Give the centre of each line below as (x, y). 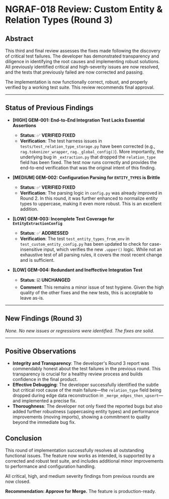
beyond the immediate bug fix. (44, 422)
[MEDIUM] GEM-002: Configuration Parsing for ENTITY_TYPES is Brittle (86, 177)
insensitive (31, 249)
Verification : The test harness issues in (61, 141)
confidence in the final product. (45, 379)
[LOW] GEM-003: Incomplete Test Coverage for (63, 218)
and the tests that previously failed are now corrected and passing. (75, 72)
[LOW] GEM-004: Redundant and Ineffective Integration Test (77, 270)
